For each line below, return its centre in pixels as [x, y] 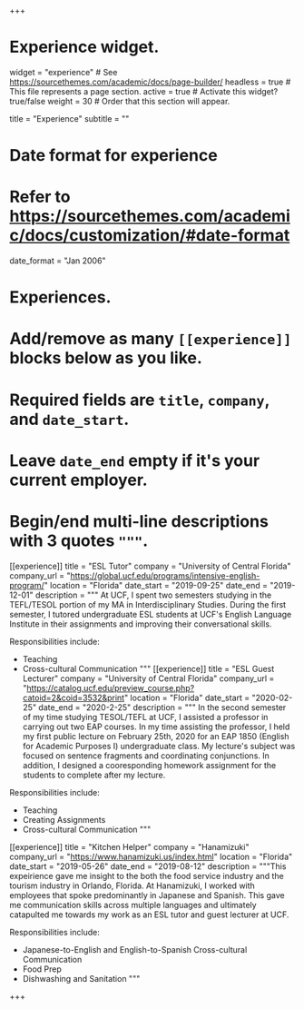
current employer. [78, 480]
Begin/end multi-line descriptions [139, 521]
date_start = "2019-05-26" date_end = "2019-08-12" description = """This [148, 866]
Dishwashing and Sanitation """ [81, 978]
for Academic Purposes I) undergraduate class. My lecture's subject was [159, 746]
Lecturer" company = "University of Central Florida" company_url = [148, 678]
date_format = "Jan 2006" [58, 261]
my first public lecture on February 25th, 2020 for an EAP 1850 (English [156, 736]
